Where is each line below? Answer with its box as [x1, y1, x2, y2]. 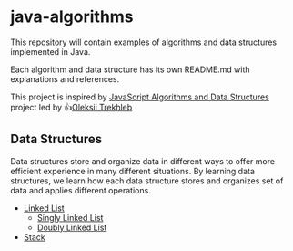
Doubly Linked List [36, 222, 107, 233]
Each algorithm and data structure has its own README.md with [10, 64, 250, 75]
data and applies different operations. [10, 184, 151, 195]
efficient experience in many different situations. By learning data [10, 165, 256, 176]
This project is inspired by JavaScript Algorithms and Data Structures [10, 91, 269, 102]
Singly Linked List [36, 212, 104, 223]
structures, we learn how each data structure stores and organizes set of [10, 175, 284, 186]
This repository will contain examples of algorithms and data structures [10, 37, 278, 47]
